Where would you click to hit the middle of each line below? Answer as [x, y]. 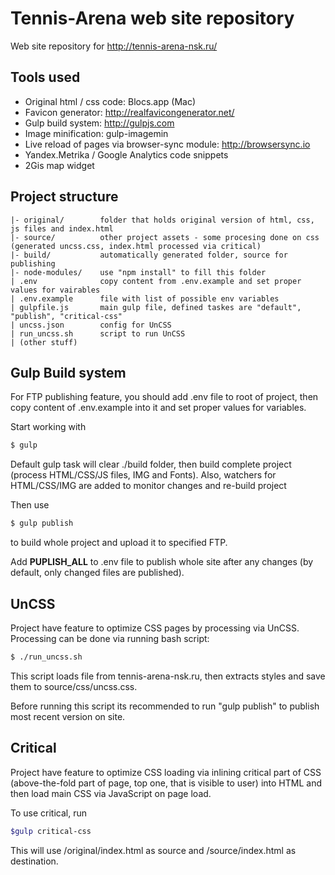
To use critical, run [48, 813]
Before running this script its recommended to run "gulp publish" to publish [165, 706]
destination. [34, 861]
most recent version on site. [68, 716]
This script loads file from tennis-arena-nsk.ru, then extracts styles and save [168, 676]
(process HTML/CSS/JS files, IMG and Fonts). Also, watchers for [143, 475]
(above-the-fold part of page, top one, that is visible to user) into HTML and [166, 783]
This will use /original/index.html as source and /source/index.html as [153, 850]
